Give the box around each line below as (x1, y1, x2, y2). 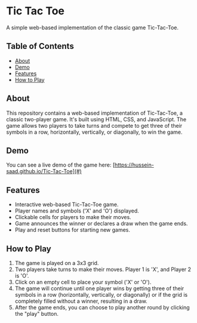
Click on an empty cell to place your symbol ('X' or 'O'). (14, 279, 152, 285)
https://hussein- (114, 161, 154, 168)
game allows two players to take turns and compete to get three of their (6, 122, 183, 129)
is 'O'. (14, 272, 29, 279)
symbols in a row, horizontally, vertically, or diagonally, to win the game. (6, 128, 183, 136)
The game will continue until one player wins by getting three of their (14, 285, 184, 292)
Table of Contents (6, 41, 75, 51)
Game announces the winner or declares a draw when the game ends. (14, 220, 188, 227)
